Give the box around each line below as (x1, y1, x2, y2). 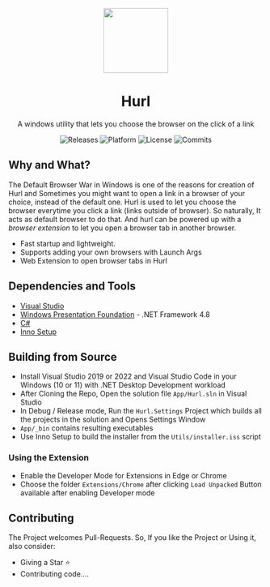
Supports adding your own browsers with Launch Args (19, 247, 202, 257)
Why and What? (8, 158, 91, 172)
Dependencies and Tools (8, 280, 136, 293)
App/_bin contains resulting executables (19, 423, 154, 433)
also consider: (8, 542, 56, 551)
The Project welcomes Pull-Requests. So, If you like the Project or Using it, (8, 533, 257, 542)
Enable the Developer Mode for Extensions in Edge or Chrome (19, 470, 228, 480)
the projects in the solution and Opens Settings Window (19, 414, 206, 425)
